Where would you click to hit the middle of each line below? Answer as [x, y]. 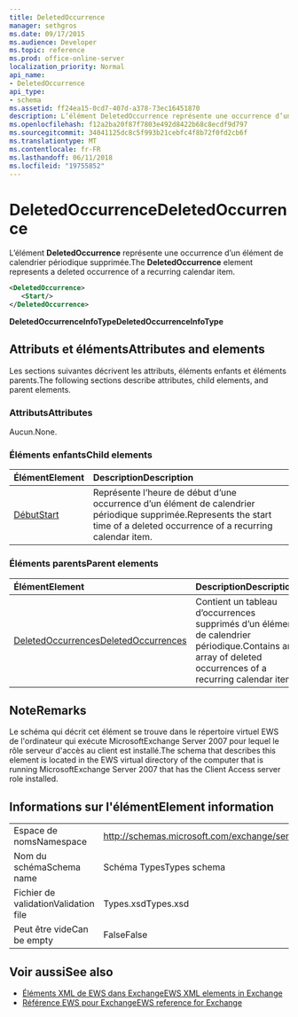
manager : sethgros [43, 26]
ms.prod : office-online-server [67, 59]
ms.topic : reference [47, 51]
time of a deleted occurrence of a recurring [183, 526]
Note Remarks [48, 711]
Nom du [30, 857]
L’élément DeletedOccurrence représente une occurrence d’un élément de [146, 253]
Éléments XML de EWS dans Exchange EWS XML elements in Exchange [152, 993]
